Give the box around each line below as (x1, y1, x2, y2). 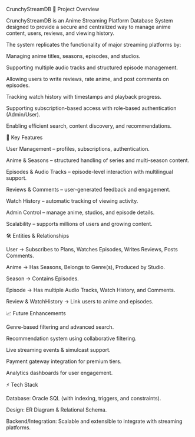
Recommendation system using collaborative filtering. (6, 335, 137, 342)
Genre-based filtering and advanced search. (6, 323, 114, 331)
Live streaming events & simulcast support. (6, 347, 111, 353)
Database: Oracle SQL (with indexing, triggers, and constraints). (6, 395, 161, 402)
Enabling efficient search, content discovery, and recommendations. (6, 122, 172, 130)
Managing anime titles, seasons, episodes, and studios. (6, 53, 141, 59)
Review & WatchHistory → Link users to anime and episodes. (6, 298, 154, 305)
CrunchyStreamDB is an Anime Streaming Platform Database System (6, 17, 173, 24)
